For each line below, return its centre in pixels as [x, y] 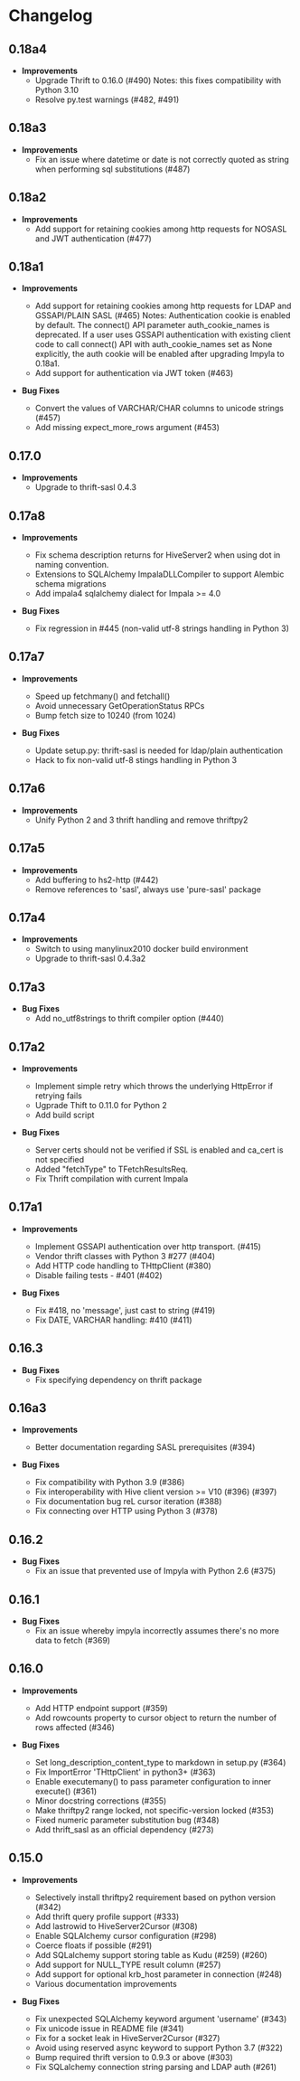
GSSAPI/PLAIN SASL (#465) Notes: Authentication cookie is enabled [163, 315]
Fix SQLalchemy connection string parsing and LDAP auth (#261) [156, 2067]
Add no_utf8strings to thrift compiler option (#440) [130, 1019]
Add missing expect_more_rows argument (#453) [127, 428]
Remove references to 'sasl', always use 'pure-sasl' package [148, 889]
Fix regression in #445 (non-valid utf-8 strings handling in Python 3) [162, 628]
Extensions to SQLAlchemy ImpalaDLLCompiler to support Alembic [159, 574]
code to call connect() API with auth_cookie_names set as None [154, 344]
